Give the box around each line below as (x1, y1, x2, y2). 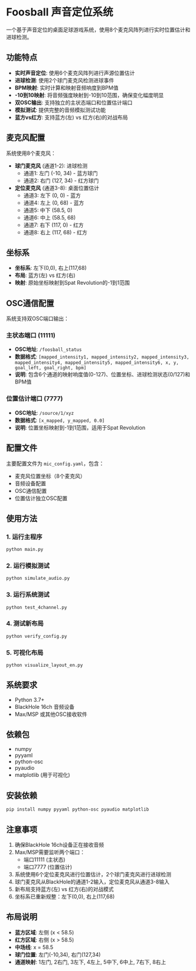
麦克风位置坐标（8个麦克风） (14, 472, 86, 479)
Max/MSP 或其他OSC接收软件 (14, 711, 87, 718)
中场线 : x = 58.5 (14, 943, 54, 950)
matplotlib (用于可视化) (14, 772, 70, 779)
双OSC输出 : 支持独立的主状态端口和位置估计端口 (14, 99, 133, 106)
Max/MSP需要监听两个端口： (14, 849, 86, 856)
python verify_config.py (6, 633, 67, 639)
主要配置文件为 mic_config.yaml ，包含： (6, 460, 104, 467)
